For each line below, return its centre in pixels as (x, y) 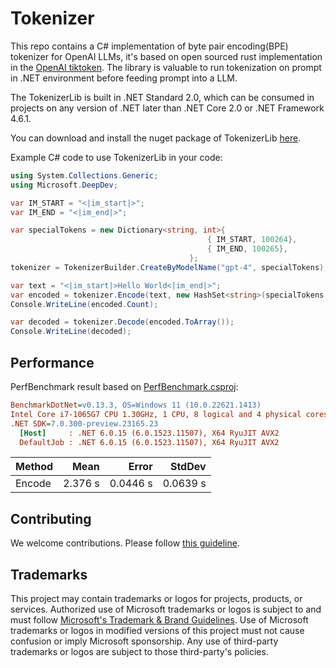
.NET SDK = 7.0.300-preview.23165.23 (84, 423)
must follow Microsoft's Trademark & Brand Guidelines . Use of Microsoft (159, 620)
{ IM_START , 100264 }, (252, 240)
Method (34, 467)
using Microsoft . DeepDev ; (64, 185)
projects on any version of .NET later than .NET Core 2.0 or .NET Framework (167, 108)
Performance (52, 362)
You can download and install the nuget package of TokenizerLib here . (156, 138)
